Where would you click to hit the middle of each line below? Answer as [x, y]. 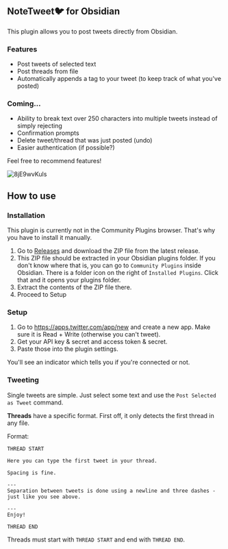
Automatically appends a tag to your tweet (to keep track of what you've [119, 79]
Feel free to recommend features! [54, 161]
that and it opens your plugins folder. [69, 280]
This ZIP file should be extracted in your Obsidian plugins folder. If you [116, 258]
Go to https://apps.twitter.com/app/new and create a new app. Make [114, 327]
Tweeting [23, 380]
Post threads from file [48, 71]
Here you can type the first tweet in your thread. [82, 461]
